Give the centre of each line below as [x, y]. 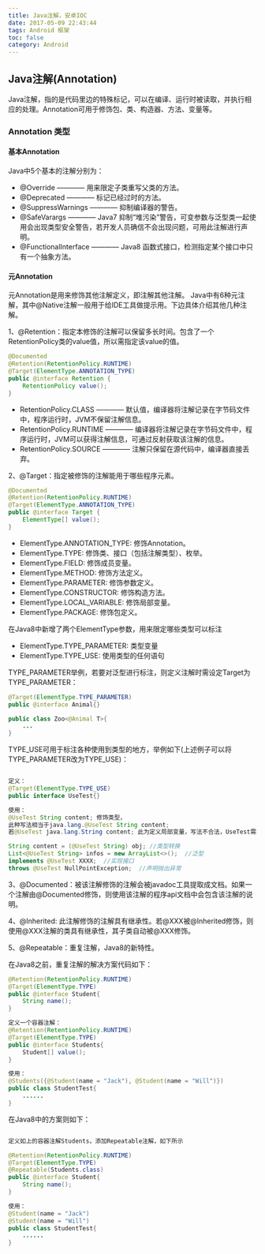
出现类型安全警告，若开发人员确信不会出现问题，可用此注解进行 [137, 227]
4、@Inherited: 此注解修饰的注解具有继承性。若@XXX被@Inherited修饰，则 [131, 921]
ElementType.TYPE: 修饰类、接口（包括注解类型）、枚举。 [113, 552]
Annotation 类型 [39, 131]
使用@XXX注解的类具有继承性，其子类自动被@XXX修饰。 [102, 930]
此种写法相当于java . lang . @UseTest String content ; [89, 825]
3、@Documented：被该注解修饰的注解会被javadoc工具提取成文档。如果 [127, 884]
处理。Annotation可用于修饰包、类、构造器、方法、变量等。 [119, 109]
